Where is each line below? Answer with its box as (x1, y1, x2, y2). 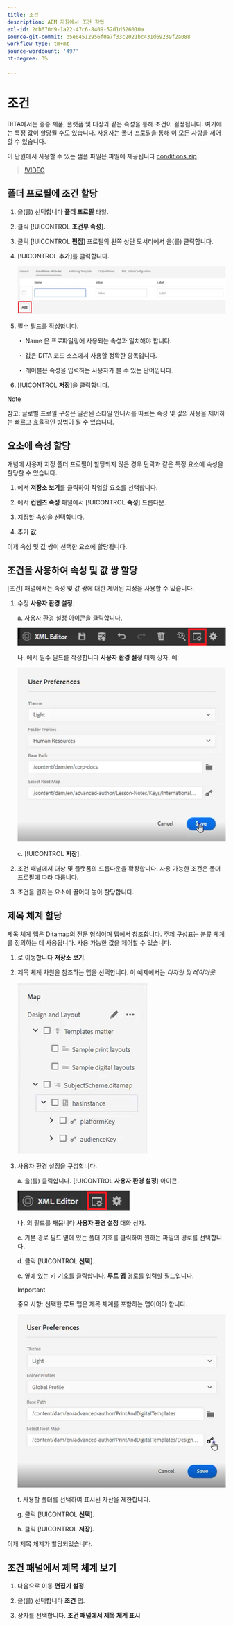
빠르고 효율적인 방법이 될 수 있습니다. (14, 418, 114, 426)
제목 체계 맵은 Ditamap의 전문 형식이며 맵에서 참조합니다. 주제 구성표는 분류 (7, 930, 212, 938)
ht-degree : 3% (7, 56, 49, 63)
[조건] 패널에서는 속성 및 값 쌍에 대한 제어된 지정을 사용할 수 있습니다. (7, 584, 195, 593)
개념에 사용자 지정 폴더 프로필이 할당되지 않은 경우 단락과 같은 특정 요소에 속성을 (7, 459, 224, 468)
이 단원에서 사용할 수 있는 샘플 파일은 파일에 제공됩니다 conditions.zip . (7, 151, 199, 160)
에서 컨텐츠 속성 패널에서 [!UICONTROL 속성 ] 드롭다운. (17, 498, 166, 507)
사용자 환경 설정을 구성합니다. (17, 1161, 98, 1170)
